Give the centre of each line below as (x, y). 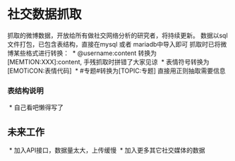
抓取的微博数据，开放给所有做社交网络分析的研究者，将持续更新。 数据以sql (117, 35)
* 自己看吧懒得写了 (36, 107)
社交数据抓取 (45, 14)
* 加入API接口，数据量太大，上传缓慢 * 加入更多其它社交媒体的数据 (107, 150)
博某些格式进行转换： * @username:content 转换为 (82, 53)
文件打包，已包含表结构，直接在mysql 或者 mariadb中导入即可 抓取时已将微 (117, 44)
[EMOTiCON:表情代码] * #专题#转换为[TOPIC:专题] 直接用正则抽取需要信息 (116, 71)
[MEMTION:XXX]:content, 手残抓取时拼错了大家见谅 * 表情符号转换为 (108, 61)
